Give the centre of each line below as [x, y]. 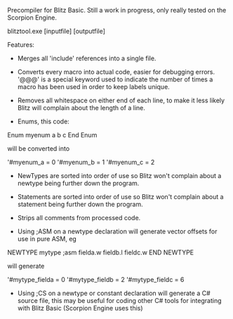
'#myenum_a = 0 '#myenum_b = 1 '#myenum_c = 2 [81, 162]
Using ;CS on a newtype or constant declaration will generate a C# [114, 293]
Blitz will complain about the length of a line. [81, 108]
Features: [21, 45]
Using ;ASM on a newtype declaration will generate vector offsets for [117, 231]
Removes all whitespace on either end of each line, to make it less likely [121, 100]
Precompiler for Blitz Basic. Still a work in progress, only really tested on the [117, 10]
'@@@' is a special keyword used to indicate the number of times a [115, 79]
